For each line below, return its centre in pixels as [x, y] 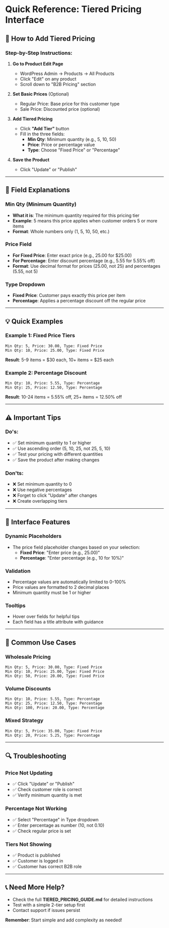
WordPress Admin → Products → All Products [67, 73]
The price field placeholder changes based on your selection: [76, 547]
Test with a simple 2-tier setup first [49, 905]
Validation [18, 571]
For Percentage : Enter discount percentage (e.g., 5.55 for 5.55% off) [84, 261]
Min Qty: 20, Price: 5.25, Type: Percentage [53, 735]
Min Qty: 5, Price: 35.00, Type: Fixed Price [54, 731]
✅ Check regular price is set [42, 831]
